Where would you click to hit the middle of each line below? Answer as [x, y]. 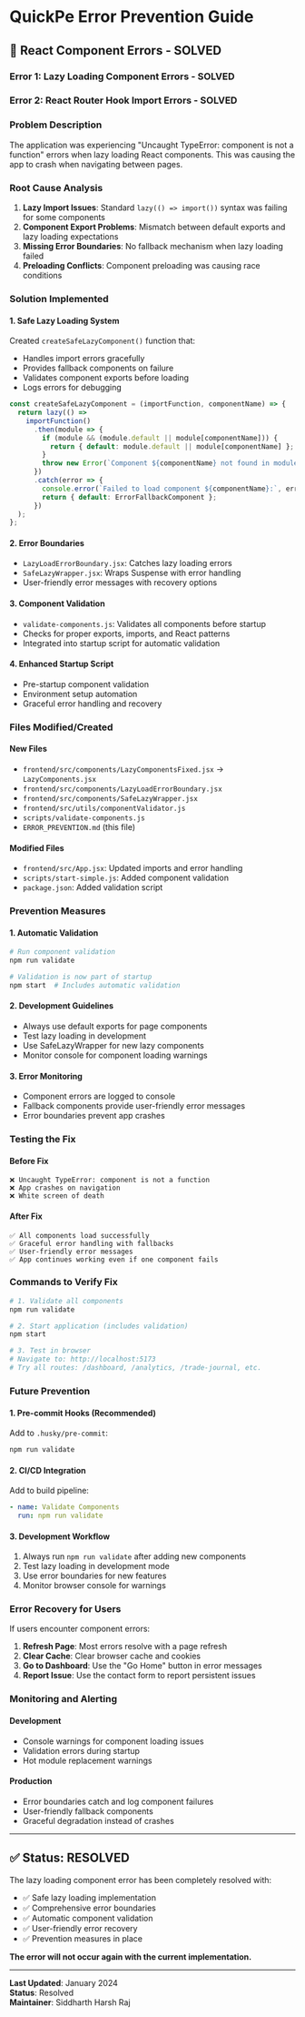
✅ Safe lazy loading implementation [89, 1897]
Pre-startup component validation [86, 684]
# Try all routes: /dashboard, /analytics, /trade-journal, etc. [135, 1368]
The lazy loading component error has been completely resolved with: [141, 1880]
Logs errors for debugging [72, 388]
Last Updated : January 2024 [64, 1982]
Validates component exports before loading [105, 378]
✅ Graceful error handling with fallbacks [92, 1243]
